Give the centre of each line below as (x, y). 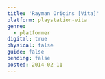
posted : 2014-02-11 (35, 65)
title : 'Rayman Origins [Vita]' (53, 13)
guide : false (26, 52)
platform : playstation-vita (47, 20)
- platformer (32, 33)
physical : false (30, 45)
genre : (16, 26)
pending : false (29, 58)
